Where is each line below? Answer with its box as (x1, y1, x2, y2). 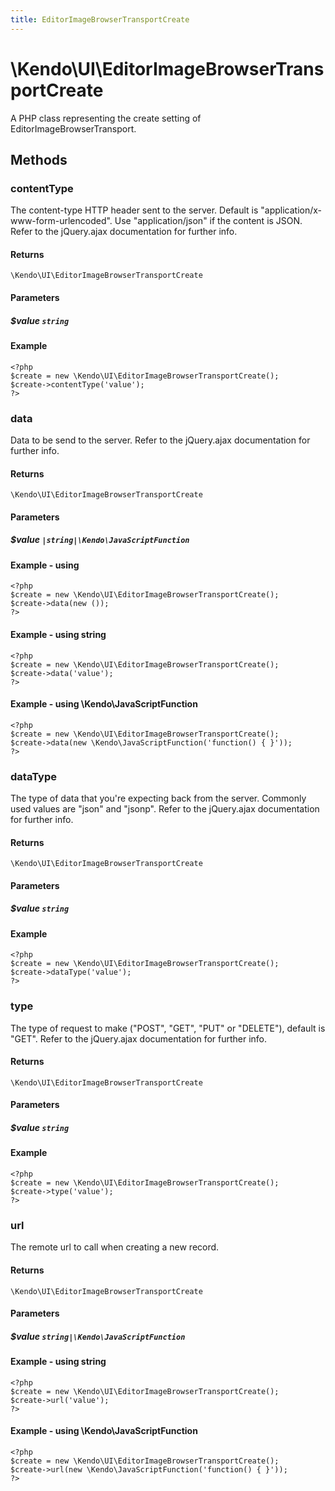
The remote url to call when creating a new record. (10, 1241, 220, 1253)
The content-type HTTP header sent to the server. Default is (10, 204, 259, 216)
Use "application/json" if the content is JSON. (114, 215, 303, 227)
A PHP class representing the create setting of (10, 112, 202, 124)
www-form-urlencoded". (10, 215, 113, 227)
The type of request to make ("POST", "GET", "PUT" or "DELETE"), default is (10, 1022, 326, 1034)
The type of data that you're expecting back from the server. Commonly (10, 792, 307, 804)
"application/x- (260, 204, 323, 216)
